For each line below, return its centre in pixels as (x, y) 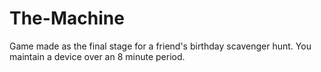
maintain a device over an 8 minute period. (97, 56)
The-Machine (67, 18)
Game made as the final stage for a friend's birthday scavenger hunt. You (160, 46)
